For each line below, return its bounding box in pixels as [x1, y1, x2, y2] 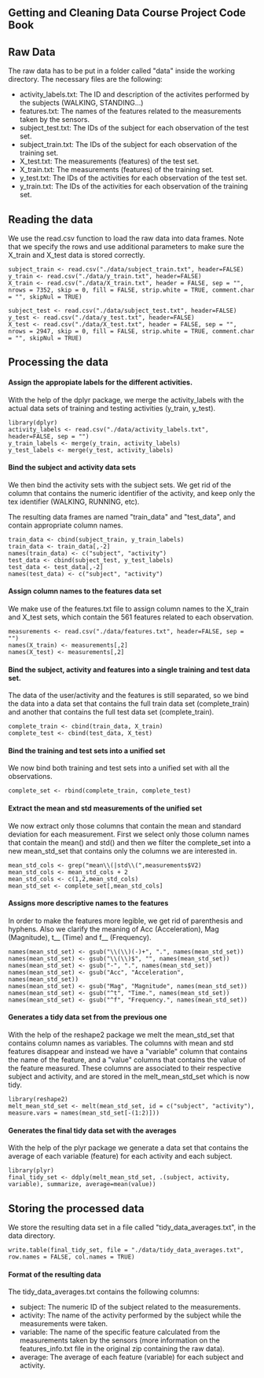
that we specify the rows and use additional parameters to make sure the [8, 242, 245, 252]
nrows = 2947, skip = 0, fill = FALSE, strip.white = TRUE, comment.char [8, 328, 255, 336]
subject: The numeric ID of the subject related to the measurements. [19, 1303, 241, 1312]
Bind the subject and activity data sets [8, 463, 136, 472]
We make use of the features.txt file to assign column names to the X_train [8, 604, 249, 614]
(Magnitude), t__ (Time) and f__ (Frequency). [8, 932, 152, 942]
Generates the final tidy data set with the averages [8, 1126, 177, 1135]
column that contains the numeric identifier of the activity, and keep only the [8, 488, 255, 498]
